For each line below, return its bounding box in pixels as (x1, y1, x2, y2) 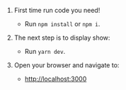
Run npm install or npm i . (24, 20, 101, 28)
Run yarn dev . (24, 47, 66, 55)
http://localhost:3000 (24, 74, 87, 83)
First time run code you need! (13, 6, 101, 14)
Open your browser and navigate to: (13, 61, 120, 69)
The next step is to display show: (13, 33, 110, 42)
